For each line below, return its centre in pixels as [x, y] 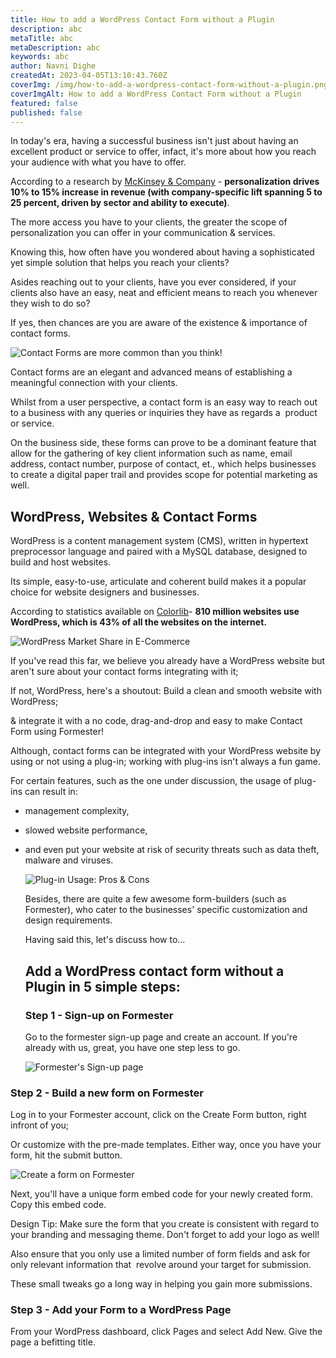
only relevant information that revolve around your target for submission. [161, 1265]
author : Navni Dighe [53, 66]
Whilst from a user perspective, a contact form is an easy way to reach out [164, 402]
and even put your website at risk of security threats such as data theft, [172, 850]
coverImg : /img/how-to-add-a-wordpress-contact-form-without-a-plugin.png [169, 85]
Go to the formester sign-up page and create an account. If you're [161, 1037]
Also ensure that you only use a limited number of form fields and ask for [160, 1254]
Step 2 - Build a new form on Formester [107, 1093]
